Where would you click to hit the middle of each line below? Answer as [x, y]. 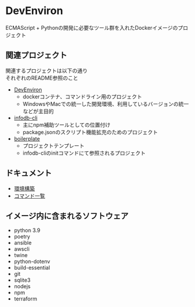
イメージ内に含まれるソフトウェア [67, 216]
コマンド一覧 [29, 196]
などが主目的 [38, 111]
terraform [25, 299]
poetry [22, 237]
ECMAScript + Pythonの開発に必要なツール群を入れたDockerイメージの [92, 28]
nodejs [22, 286]
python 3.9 [27, 230]
